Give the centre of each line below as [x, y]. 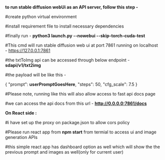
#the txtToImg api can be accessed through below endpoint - [67, 60]
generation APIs [21, 137]
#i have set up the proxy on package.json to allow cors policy [67, 122]
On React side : [21, 113]
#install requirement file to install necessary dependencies [65, 26]
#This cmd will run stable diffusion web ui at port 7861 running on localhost [82, 45]
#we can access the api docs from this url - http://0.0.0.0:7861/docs [76, 103]
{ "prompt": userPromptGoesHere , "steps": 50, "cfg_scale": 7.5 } [71, 84]
